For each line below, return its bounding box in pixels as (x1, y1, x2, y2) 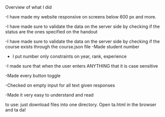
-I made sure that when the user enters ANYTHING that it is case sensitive (5, 63, 158, 69)
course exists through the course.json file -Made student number (5, 44, 139, 49)
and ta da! (5, 107, 26, 113)
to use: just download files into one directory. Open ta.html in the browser (5, 102, 156, 108)
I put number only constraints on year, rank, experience (12, 53, 127, 59)
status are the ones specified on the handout (5, 29, 97, 34)
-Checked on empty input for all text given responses (5, 82, 115, 88)
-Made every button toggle (5, 73, 61, 79)
